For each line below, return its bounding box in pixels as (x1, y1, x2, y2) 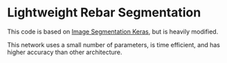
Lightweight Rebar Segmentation (7, 5, 201, 21)
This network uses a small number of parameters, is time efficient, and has (7, 40, 220, 49)
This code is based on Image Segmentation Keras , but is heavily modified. (7, 27, 219, 36)
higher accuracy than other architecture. (7, 48, 122, 56)
